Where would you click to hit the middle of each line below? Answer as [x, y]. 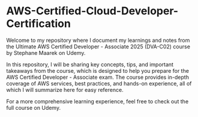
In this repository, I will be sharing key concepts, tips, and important [90, 64]
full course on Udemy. [34, 107]
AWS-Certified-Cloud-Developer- [92, 11]
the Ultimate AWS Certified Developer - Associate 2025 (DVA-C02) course [98, 47]
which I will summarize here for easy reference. [65, 90]
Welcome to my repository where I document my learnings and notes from [98, 40]
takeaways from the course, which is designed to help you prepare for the [97, 70]
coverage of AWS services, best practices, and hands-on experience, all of [99, 83]
